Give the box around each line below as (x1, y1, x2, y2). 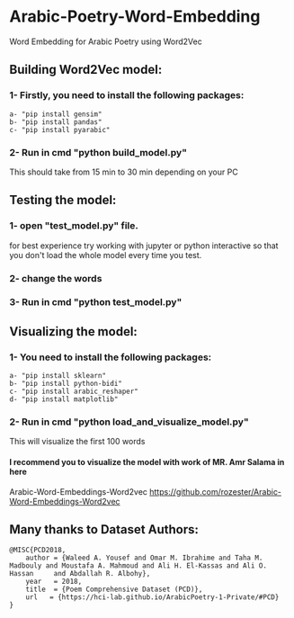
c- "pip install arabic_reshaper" (9, 387, 139, 397)
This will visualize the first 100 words (9, 436, 146, 447)
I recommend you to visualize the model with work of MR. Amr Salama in (9, 457, 285, 468)
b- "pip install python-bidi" (9, 380, 123, 389)
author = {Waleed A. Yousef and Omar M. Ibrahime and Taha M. (25, 553, 263, 563)
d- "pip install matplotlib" (9, 395, 119, 404)
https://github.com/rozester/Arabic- (149, 486, 281, 497)
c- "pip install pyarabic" (9, 125, 111, 134)
